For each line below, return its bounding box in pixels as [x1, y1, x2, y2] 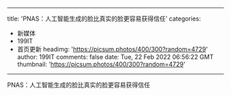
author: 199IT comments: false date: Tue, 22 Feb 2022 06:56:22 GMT [16, 53, 214, 61]
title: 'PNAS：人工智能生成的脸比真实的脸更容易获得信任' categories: [7, 14, 201, 23]
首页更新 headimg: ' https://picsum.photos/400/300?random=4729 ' [16, 45, 208, 53]
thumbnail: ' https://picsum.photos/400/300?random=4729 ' [16, 60, 186, 68]
